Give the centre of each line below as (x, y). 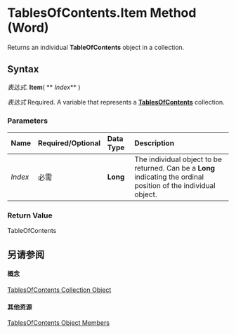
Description (154, 143)
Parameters (27, 121)
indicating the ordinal (169, 177)
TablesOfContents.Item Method (102, 13)
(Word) (28, 28)
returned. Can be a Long (175, 168)
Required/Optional (69, 143)
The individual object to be (178, 159)
